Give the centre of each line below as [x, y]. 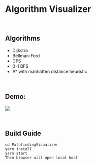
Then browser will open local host [42, 158]
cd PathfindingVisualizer [32, 145]
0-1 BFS [20, 66]
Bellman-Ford [26, 55]
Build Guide [23, 133]
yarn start [16, 154]
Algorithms [23, 38]
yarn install [18, 149]
